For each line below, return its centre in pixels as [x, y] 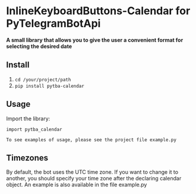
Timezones [27, 158]
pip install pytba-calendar [49, 86]
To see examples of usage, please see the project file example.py [91, 140]
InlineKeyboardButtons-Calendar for [98, 11]
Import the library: [28, 118]
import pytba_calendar [34, 129]
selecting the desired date [39, 46]
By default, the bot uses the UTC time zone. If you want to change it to [92, 172]
